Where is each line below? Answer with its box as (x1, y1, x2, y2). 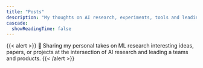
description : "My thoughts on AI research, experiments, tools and (6, 14, 180, 20)
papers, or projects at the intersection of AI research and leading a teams (6, 49, 188, 56)
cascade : (6, 20, 28, 26)
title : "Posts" (6, 8, 45, 15)
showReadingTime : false (11, 25, 71, 32)
